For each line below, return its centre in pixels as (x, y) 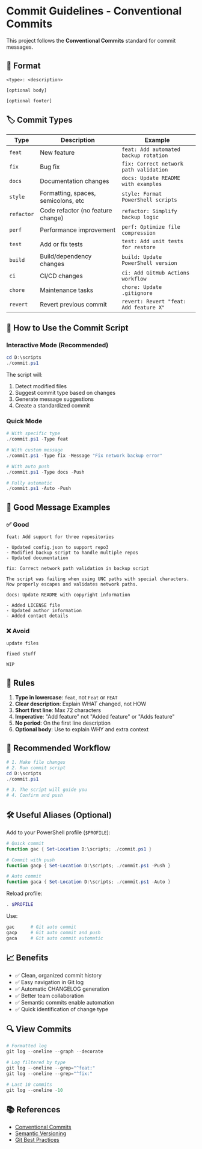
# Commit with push (31, 860)
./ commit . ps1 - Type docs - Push (45, 472)
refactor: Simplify (149, 211)
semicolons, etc (62, 200)
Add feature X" (143, 307)
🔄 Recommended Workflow (59, 748)
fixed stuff (21, 654)
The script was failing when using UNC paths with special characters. (98, 579)
